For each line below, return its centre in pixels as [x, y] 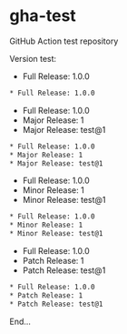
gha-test [43, 16]
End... [20, 321]
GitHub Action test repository [64, 41]
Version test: [33, 58]
